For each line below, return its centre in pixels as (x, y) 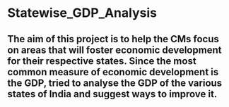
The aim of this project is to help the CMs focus (113, 39)
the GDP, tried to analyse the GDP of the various (115, 83)
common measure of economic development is (113, 72)
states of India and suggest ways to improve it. (112, 94)
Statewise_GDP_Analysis (82, 13)
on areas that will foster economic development (114, 50)
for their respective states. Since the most (102, 61)
